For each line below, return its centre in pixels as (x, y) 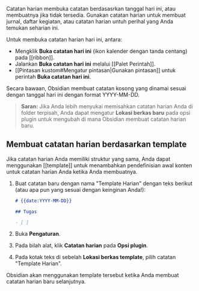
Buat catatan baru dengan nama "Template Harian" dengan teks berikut (104, 183)
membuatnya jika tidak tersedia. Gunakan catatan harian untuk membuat (96, 15)
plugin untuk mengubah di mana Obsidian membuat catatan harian (103, 119)
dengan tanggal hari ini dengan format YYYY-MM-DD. (73, 95)
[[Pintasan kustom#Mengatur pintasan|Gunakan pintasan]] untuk (95, 70)
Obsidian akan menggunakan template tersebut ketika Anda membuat (93, 275)
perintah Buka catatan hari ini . (53, 77)
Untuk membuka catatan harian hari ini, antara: (64, 39)
